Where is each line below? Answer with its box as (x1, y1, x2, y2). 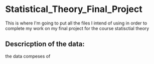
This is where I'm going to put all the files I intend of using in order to (5, 20, 147, 26)
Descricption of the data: (5, 40, 85, 48)
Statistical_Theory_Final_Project (5, 3, 143, 15)
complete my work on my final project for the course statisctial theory (5, 25, 149, 31)
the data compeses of (5, 53, 51, 59)
